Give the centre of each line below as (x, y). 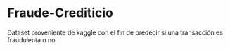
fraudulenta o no (31, 39)
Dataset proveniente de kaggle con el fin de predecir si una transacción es (115, 32)
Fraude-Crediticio (60, 13)
